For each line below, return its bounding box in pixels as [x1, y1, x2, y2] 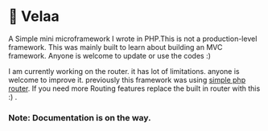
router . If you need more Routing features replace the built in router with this [8, 84, 261, 93]
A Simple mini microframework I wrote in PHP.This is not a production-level [8, 34, 258, 43]
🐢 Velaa [8, 7, 60, 26]
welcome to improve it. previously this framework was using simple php [8, 75, 246, 84]
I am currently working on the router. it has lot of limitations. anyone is [8, 66, 240, 76]
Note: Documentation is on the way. [8, 112, 151, 123]
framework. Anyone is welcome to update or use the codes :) [8, 51, 212, 60]
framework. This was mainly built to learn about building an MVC [8, 42, 223, 51]
